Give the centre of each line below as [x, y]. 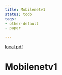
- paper [13, 28]
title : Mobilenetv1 [25, 10]
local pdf [14, 47]
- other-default [22, 24]
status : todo [19, 14]
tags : [11, 19]
